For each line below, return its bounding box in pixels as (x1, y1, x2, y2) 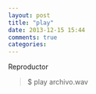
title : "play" (8, 19, 55, 27)
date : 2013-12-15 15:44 (8, 26, 86, 34)
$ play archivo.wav (27, 78, 88, 87)
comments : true (8, 33, 58, 42)
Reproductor (8, 62, 48, 71)
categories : (8, 41, 47, 49)
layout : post (8, 11, 51, 20)
